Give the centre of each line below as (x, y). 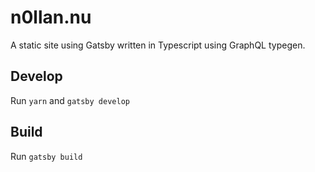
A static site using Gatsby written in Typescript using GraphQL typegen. (158, 45)
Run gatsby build (46, 156)
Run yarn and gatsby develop (70, 100)
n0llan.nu (51, 17)
